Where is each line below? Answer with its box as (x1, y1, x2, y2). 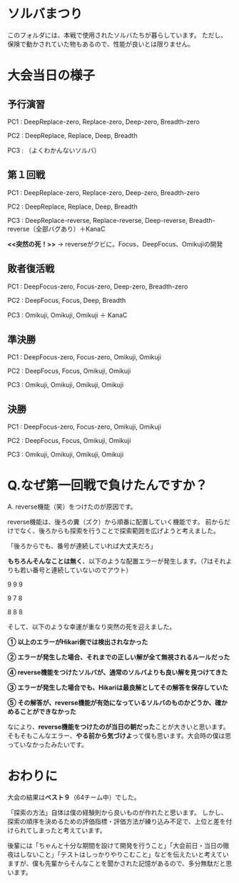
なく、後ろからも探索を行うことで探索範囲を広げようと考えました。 (19, 527, 220, 535)
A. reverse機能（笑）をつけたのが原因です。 (7, 502, 137, 511)
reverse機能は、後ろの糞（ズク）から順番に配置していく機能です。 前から (7, 518, 225, 527)
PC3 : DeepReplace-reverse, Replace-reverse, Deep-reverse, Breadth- (7, 216, 215, 224)
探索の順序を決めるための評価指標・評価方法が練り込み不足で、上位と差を (7, 817, 226, 826)
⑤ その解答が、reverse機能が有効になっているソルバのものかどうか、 (7, 699, 215, 707)
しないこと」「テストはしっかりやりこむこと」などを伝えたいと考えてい (19, 850, 230, 859)
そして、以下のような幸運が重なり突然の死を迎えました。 (7, 622, 176, 632)
